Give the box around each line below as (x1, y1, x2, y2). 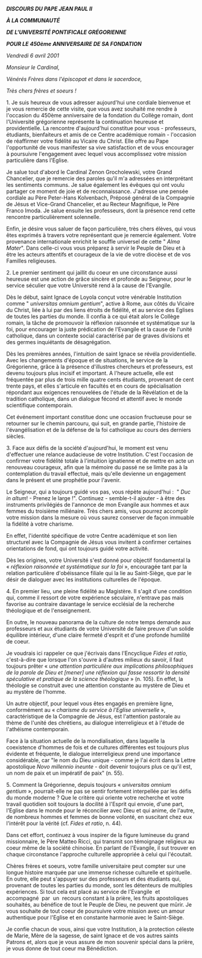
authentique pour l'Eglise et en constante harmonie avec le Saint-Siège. (6, 914, 185, 921)
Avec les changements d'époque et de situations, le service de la (6, 357, 168, 363)
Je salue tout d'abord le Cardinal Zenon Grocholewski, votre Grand (6, 169, 172, 175)
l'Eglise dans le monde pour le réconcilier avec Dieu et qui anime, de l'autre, (6, 807, 195, 814)
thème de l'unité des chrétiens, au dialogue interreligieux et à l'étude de (6, 719, 185, 726)
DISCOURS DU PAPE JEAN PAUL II (6, 5, 92, 12)
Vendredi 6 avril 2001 (6, 52, 59, 59)
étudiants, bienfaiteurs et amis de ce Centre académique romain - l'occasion (6, 131, 197, 138)
